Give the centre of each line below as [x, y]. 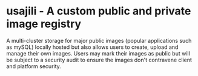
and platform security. [34, 66]
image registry [44, 24]
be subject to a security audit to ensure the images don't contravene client [99, 60]
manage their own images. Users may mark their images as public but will [98, 53]
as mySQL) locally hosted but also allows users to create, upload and [92, 47]
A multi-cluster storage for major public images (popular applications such [99, 40]
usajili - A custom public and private [99, 11]
